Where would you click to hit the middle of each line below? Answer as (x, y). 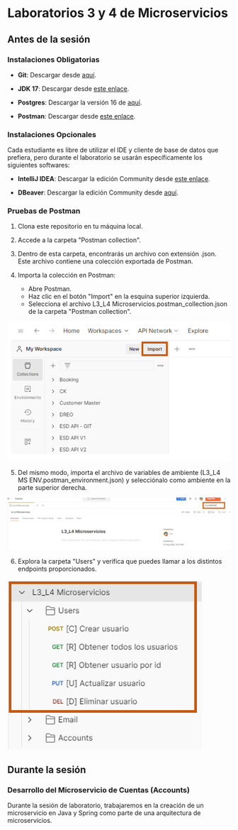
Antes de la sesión (49, 39)
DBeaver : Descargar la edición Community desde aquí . (98, 192)
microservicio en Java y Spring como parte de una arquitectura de (104, 813)
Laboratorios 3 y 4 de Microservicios (118, 13)
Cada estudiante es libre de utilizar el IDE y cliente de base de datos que (113, 150)
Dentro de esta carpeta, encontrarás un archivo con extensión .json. (117, 254)
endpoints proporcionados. (57, 569)
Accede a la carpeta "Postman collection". (79, 240)
